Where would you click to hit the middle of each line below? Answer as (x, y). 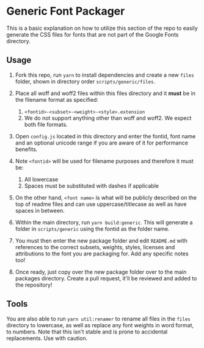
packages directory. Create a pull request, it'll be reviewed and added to (106, 278)
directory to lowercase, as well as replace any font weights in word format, (100, 325)
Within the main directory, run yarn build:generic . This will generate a (104, 222)
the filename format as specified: (57, 99)
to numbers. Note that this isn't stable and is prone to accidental (87, 332)
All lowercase (41, 179)
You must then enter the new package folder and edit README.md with (101, 240)
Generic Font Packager (66, 11)
